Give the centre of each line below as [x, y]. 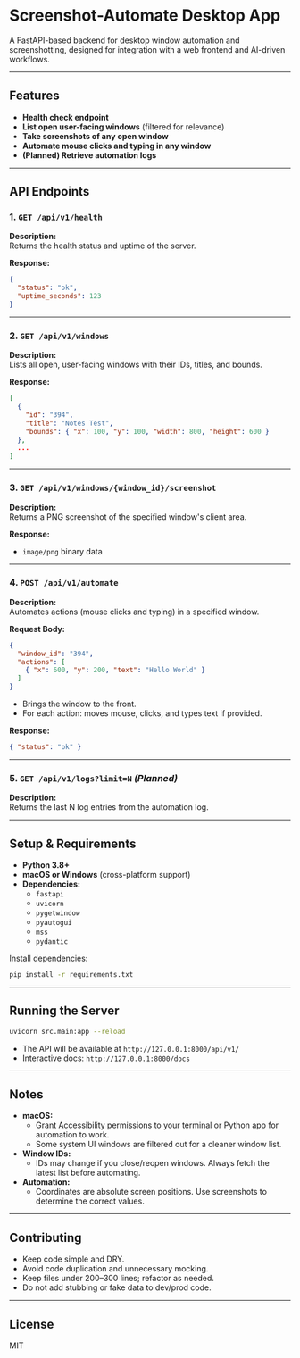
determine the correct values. [90, 1201]
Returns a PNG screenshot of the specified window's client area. [128, 517]
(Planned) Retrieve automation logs [89, 155]
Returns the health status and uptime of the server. [103, 246]
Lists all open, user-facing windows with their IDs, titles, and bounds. [136, 365]
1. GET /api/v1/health [56, 217]
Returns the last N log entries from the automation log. [109, 807]
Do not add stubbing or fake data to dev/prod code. [117, 1287]
